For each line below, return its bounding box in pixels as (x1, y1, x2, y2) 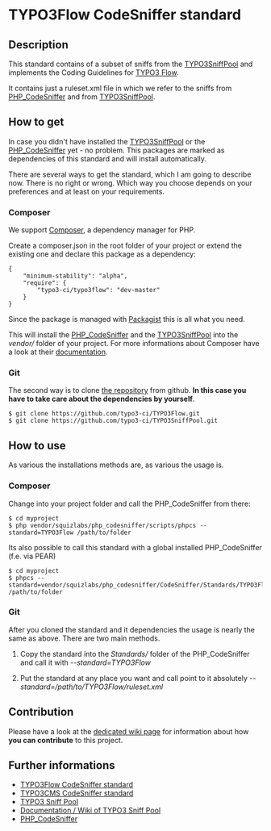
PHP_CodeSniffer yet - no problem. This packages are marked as (8, 145, 225, 155)
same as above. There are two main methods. (8, 633, 161, 643)
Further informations (8, 758, 115, 772)
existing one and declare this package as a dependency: (8, 249, 196, 259)
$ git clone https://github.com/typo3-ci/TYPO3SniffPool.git (8, 417, 219, 425)
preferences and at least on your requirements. (8, 186, 165, 196)
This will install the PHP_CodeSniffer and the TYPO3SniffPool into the (8, 330, 239, 340)
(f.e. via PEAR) (8, 551, 56, 561)
